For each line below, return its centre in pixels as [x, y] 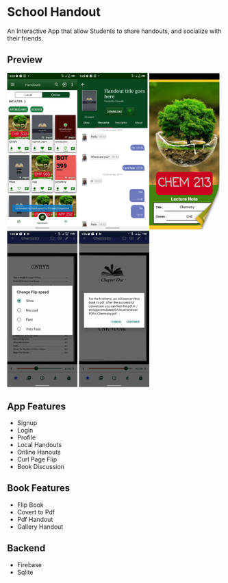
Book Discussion [41, 466]
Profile [26, 437]
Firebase [29, 564]
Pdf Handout [35, 519]
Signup [27, 422]
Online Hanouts [39, 452]
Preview [25, 60]
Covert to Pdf [36, 512]
